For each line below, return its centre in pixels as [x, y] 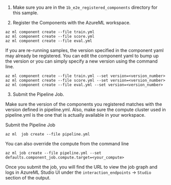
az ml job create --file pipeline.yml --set [53, 153]
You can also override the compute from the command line [67, 144]
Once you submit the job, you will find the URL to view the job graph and [81, 167]
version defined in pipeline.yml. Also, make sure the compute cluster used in [86, 110]
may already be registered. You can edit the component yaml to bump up [82, 56]
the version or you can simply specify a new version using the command [81, 61]
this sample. [26, 13]
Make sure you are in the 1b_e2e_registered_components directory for [85, 7]
